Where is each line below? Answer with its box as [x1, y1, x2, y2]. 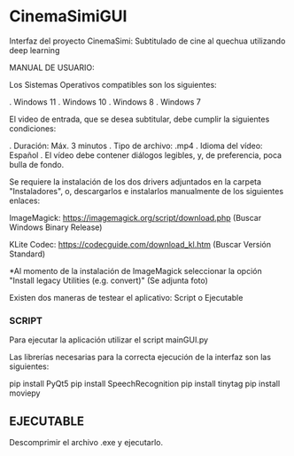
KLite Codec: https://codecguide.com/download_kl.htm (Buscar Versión [9, 239, 272, 249]
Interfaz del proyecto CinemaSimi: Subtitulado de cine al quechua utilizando [9, 35, 286, 46]
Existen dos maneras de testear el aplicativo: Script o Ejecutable [9, 292, 244, 303]
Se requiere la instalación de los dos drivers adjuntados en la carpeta [9, 176, 262, 187]
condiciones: [9, 122, 57, 134]
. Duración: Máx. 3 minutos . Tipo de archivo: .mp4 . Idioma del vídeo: [9, 140, 263, 151]
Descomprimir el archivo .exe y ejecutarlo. [9, 437, 164, 448]
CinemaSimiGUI [9, 6, 128, 27]
